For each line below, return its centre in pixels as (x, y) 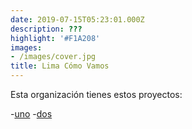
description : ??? (46, 29)
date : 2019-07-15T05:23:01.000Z (77, 19)
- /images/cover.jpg (53, 57)
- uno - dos (31, 114)
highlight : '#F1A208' (55, 38)
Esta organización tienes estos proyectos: (96, 94)
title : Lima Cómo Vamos (60, 66)
